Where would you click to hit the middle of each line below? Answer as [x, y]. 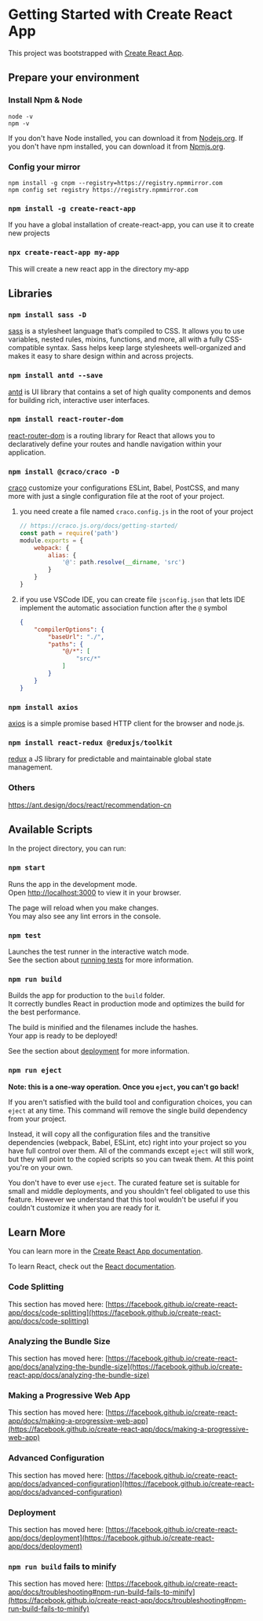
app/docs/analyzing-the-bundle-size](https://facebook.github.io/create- [126, 1367]
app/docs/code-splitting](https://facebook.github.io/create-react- [115, 1313]
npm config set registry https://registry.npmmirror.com [103, 190]
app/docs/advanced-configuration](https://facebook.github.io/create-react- [131, 1483]
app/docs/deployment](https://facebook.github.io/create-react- [111, 1538]
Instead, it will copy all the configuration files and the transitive [109, 1134]
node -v [21, 116]
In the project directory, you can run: [67, 848]
